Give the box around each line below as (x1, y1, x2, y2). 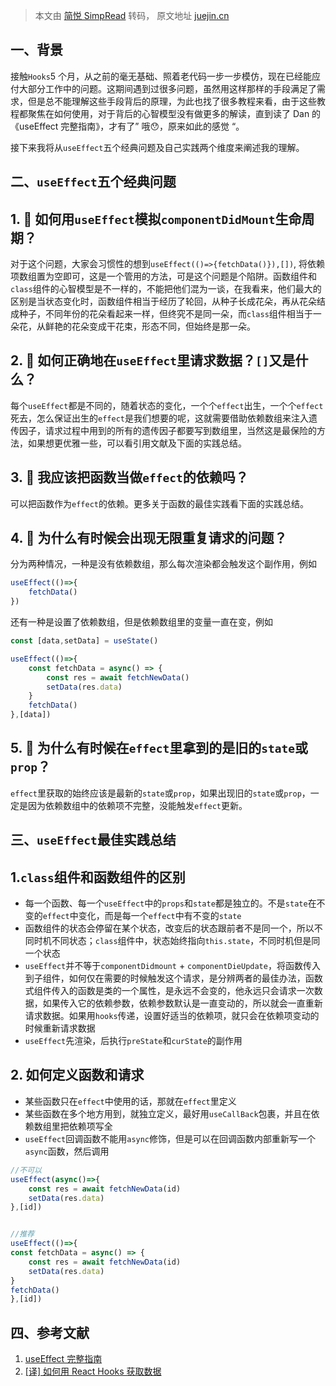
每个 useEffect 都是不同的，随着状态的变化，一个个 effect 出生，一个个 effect (10, 399, 324, 411)
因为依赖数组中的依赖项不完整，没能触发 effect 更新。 (27, 799, 248, 811)
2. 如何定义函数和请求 (10, 1067, 145, 1084)
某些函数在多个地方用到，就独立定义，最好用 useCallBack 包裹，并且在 (24, 1107, 312, 1119)
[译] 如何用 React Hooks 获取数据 (24, 1365, 162, 1378)
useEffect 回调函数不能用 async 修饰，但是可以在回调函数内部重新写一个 (24, 1132, 317, 1144)
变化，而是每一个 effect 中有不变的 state (78, 910, 242, 922)
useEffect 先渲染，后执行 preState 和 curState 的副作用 (24, 1035, 243, 1047)
